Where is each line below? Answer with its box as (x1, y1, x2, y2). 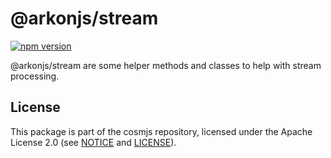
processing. (10, 70, 60, 82)
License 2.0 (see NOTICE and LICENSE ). (10, 136, 177, 148)
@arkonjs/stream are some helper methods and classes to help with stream (10, 59, 322, 71)
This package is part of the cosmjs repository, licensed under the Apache (10, 125, 313, 137)
